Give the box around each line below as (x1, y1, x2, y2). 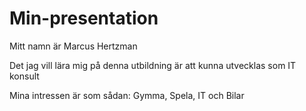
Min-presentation (9, 7, 159, 30)
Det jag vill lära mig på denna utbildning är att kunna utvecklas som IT (9, 59, 297, 71)
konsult (9, 70, 40, 82)
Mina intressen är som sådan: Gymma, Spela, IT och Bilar (9, 89, 245, 101)
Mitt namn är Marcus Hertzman (9, 40, 138, 52)
